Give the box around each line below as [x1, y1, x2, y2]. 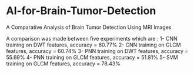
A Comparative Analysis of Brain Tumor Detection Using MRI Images [6, 24, 172, 31]
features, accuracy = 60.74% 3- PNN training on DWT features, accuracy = [6, 47, 189, 54]
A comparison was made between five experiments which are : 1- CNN [6, 35, 178, 42]
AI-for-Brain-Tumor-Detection [6, 4, 156, 18]
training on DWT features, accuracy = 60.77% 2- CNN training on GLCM [6, 41, 181, 48]
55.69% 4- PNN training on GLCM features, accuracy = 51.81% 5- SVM [6, 54, 178, 61]
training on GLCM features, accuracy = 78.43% [6, 60, 121, 67]
